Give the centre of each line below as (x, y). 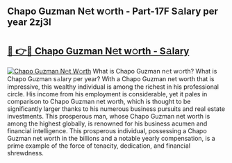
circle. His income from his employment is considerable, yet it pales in (107, 94)
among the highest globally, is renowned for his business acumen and (107, 123)
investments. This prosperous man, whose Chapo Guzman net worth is (109, 116)
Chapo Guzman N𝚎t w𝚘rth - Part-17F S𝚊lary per (113, 11)
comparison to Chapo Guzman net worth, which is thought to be (99, 101)
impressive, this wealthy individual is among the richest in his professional (113, 87)
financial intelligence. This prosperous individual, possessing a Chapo (107, 131)
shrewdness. (25, 153)
